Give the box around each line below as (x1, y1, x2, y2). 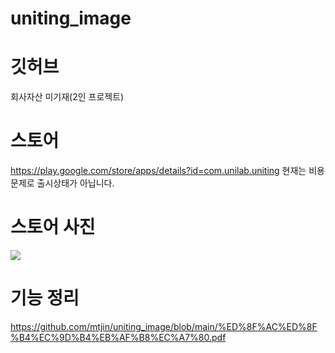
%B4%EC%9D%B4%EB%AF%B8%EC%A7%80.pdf (10, 331, 227, 343)
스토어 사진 (10, 216, 96, 239)
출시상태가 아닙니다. (36, 177, 115, 189)
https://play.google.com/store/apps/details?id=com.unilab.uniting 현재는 (10, 165, 307, 177)
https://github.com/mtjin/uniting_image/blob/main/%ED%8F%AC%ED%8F (10, 320, 318, 332)
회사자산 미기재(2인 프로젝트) (10, 91, 125, 103)
